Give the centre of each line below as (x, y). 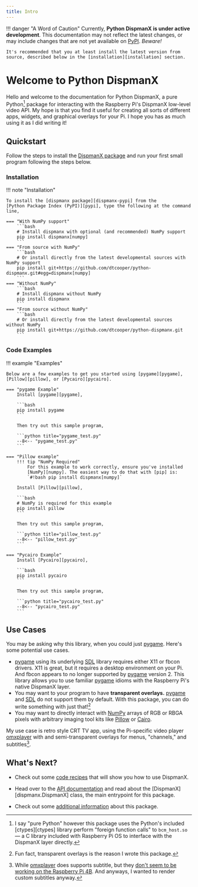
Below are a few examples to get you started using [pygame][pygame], (95, 374)
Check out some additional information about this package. (86, 806)
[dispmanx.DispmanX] (42, 795)
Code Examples (29, 350)
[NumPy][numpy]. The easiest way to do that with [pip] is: (103, 472)
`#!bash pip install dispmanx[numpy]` (75, 477)
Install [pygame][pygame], (50, 394)
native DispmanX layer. (42, 687)
